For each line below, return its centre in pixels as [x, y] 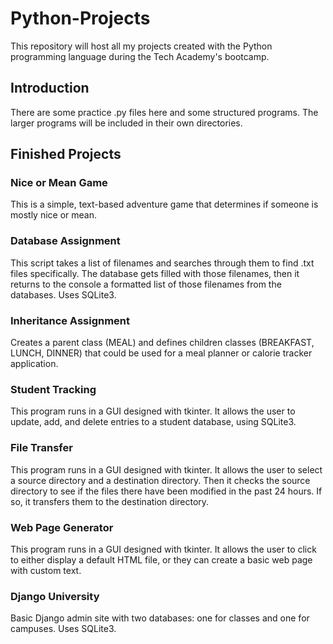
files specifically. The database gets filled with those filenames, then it [155, 273]
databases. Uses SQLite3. [63, 294]
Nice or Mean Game [59, 183]
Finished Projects [66, 154]
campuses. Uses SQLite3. [63, 629]
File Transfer [41, 448]
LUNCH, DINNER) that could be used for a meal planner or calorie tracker [161, 353]
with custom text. [46, 570]
